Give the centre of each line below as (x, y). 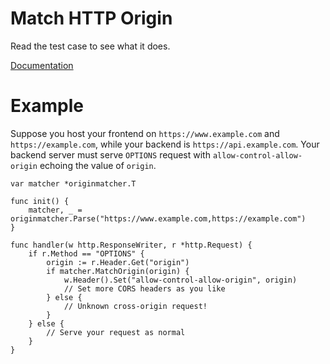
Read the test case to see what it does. (90, 46)
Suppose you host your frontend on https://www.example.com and (145, 133)
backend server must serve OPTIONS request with (110, 154)
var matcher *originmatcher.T (73, 183)
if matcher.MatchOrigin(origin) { (118, 271)
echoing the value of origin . (98, 165)
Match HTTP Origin (91, 18)
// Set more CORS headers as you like (144, 288)
